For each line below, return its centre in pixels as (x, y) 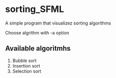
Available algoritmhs (38, 48)
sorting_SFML (34, 9)
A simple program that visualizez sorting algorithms (58, 23)
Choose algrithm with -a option (37, 32)
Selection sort (27, 71)
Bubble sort (24, 60)
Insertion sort (26, 65)
